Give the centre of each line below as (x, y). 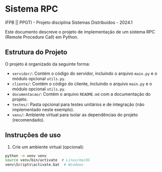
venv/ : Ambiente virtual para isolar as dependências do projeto (75, 115)
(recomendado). (28, 120)
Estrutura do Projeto (36, 52)
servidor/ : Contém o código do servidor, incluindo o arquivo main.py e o (84, 73)
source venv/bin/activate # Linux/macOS (48, 160)
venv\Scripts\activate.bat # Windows (44, 165)
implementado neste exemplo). (43, 109)
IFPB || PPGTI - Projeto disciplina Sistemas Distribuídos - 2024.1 (69, 22)
